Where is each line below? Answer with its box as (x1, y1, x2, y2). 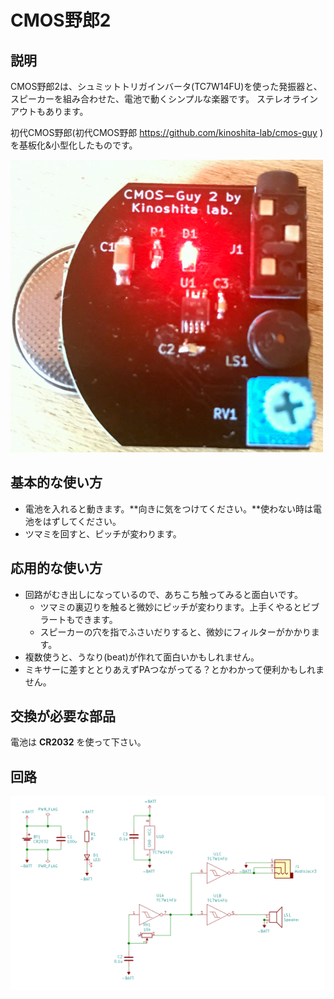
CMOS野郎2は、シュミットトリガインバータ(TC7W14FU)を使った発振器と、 (10, 81, 323, 92)
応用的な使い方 (10, 560, 103, 577)
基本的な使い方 (10, 474, 103, 491)
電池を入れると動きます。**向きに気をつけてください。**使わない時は (24, 502, 314, 515)
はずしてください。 (42, 515, 122, 527)
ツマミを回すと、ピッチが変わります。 (24, 527, 182, 540)
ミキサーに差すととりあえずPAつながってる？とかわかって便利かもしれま (24, 663, 325, 675)
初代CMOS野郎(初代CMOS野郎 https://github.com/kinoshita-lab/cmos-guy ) (10, 127, 323, 138)
